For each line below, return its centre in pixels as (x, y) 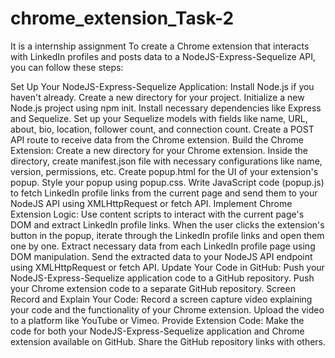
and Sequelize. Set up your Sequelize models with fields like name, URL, (159, 118)
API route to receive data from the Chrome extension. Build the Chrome (157, 139)
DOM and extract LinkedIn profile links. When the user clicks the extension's (167, 224)
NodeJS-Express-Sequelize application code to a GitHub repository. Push (162, 278)
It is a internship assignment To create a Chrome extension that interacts (160, 46)
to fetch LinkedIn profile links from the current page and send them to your (164, 193)
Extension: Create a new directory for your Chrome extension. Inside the (159, 150)
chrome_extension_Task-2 (122, 18)
